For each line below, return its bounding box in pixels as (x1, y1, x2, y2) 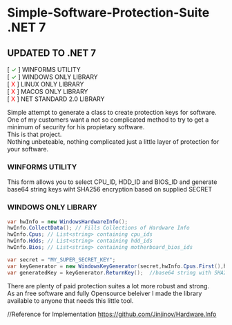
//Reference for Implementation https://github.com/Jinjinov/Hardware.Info (7, 310, 217, 318)
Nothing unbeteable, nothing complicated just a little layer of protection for (7, 138, 220, 146)
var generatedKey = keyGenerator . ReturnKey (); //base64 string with (7, 269, 212, 276)
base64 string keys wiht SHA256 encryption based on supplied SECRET (7, 185, 213, 194)
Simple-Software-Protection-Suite (7, 5, 210, 21)
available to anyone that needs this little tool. (7, 296, 134, 305)
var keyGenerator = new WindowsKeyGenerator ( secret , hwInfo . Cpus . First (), (7, 263, 224, 270)
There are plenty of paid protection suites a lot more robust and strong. (7, 281, 209, 290)
